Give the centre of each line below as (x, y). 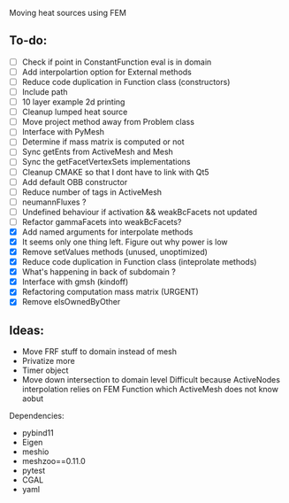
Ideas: (27, 330)
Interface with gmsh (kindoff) (75, 282)
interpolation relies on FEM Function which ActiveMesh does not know (150, 390)
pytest (34, 471)
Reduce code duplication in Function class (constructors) (126, 81)
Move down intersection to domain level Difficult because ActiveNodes (151, 380)
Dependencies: (37, 416)
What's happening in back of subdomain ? (99, 272)
